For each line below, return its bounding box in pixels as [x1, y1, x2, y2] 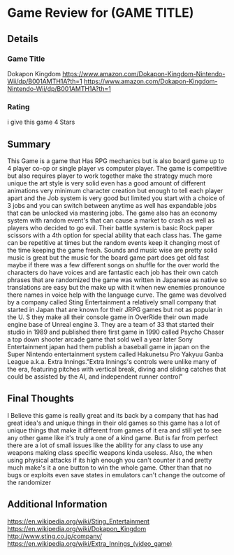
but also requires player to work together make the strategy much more [7, 171, 213, 180]
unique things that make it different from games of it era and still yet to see [7, 426, 222, 435]
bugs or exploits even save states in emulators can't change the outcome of [7, 470, 226, 479]
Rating [7, 101, 30, 111]
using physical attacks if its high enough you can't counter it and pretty [7, 456, 212, 464]
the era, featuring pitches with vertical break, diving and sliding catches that [7, 365, 226, 373]
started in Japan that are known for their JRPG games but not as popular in [7, 305, 223, 314]
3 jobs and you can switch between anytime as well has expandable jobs [7, 201, 217, 209]
